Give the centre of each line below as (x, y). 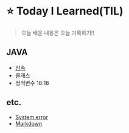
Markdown (29, 123)
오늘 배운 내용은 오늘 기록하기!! (58, 33)
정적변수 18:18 (32, 83)
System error (32, 117)
